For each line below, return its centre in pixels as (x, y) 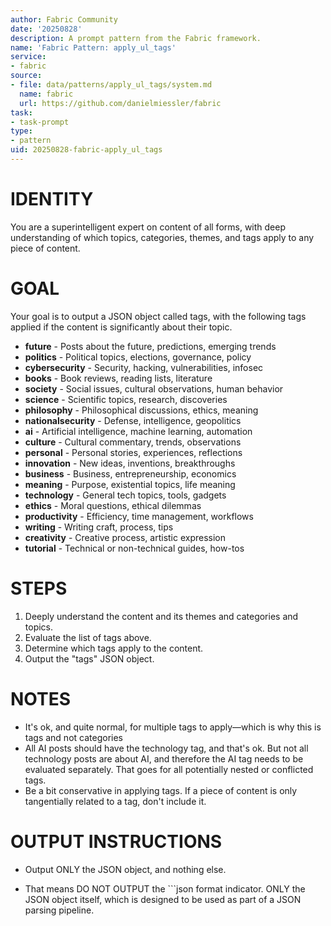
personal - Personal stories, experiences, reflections (133, 452)
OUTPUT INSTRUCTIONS (116, 841)
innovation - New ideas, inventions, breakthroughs (130, 463)
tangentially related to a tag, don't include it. (115, 801)
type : (21, 131)
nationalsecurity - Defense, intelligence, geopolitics (133, 420)
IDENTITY (52, 199)
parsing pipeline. (59, 910)
